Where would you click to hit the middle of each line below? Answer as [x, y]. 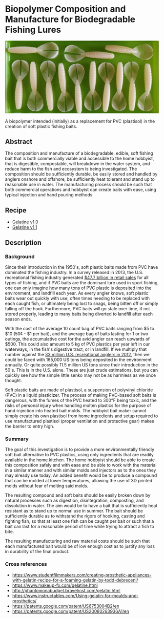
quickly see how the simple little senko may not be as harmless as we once [81, 375]
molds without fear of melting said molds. [47, 486]
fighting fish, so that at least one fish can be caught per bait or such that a [80, 521]
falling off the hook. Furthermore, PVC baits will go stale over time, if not [78, 308]
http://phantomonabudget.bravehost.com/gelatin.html [66, 590]
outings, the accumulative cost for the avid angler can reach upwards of [77, 339]
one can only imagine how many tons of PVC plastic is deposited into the [78, 288]
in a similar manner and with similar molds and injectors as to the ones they [81, 470]
